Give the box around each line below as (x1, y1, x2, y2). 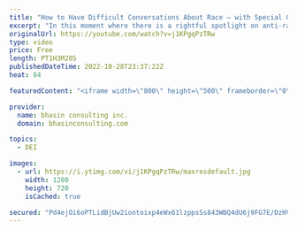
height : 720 (25, 183, 69, 193)
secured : (9, 208, 42, 217)
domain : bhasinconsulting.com (17, 119, 128, 128)
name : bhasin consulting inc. (17, 111, 128, 119)
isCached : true (25, 192, 81, 201)
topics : (9, 134, 38, 144)
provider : (9, 103, 46, 111)
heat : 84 (9, 71, 42, 80)
